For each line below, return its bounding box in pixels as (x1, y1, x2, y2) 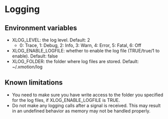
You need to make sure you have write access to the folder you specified (12, 92, 163, 98)
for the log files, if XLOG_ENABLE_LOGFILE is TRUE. (12, 97, 120, 103)
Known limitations (5, 78, 63, 87)
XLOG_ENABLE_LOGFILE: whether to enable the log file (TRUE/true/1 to (12, 48, 160, 53)
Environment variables (5, 24, 77, 32)
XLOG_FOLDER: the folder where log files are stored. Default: (12, 58, 139, 64)
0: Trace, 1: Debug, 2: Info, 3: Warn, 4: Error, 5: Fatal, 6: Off (19, 42, 142, 48)
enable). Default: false (12, 53, 58, 59)
